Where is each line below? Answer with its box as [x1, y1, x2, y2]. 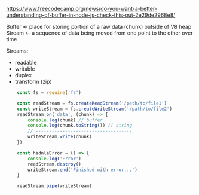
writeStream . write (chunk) [27, 134, 93, 140]
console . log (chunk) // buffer [27, 117, 103, 123]
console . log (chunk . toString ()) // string [27, 123, 133, 129]
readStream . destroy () [27, 161, 82, 167]
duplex [14, 72, 32, 78]
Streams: [6, 47, 29, 54]
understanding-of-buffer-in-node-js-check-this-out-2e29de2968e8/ [6, 11, 176, 19]
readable [14, 59, 37, 66]
